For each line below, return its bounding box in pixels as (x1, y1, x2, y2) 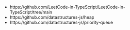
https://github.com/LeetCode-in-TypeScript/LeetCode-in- (9, 4, 125, 10)
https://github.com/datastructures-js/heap (9, 15, 95, 20)
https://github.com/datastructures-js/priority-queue (9, 19, 113, 25)
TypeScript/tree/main (9, 9, 52, 15)
